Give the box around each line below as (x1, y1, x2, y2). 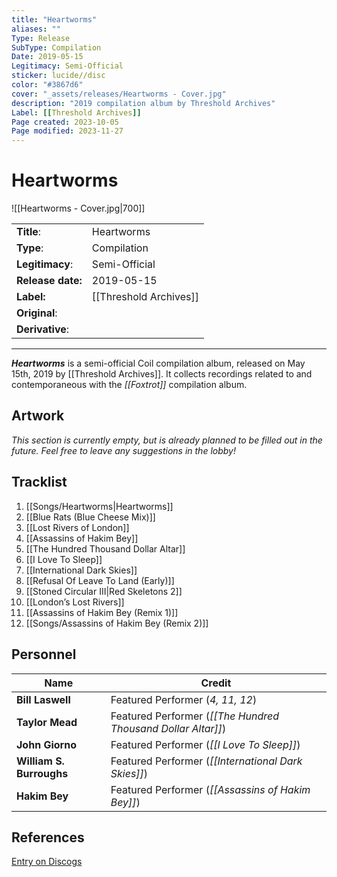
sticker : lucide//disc (11, 71, 106, 81)
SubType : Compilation (11, 42, 102, 53)
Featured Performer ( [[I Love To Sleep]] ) (110, 737, 301, 751)
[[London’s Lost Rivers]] (25, 596, 125, 608)
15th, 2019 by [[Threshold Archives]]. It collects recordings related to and (11, 368, 313, 380)
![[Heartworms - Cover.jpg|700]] (11, 202, 146, 215)
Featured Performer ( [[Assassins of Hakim (110, 782, 311, 796)
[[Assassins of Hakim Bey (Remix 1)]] (25, 606, 179, 618)
